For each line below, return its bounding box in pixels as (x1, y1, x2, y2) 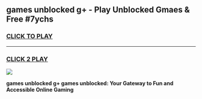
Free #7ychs (6, 14, 54, 25)
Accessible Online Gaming (6, 86, 74, 93)
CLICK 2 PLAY (6, 55, 48, 63)
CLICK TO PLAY (6, 32, 53, 41)
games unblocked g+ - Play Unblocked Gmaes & (6, 5, 191, 15)
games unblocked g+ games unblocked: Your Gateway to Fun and (6, 79, 174, 86)
